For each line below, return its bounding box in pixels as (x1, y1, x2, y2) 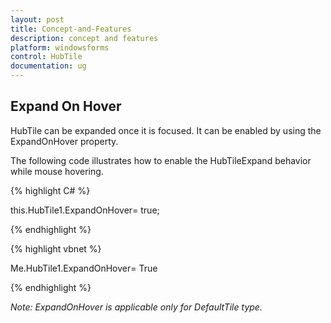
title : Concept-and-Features (10, 24, 132, 34)
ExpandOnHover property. (10, 135, 119, 147)
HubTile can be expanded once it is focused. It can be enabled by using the (10, 124, 322, 136)
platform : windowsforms (10, 42, 110, 53)
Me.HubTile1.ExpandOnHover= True (10, 262, 158, 274)
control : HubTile (10, 52, 83, 62)
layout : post (10, 14, 65, 25)
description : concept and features (10, 33, 159, 43)
